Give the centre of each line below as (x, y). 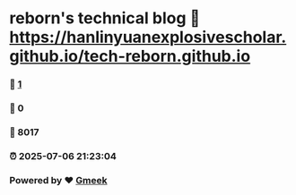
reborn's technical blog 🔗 (105, 18)
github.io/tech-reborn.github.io (130, 56)
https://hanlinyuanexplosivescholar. (148, 37)
